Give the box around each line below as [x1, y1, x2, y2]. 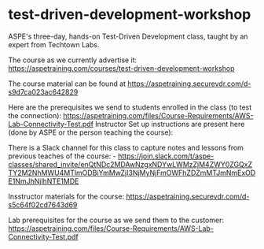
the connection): [8, 110, 61, 120]
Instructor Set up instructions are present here [95, 119, 245, 128]
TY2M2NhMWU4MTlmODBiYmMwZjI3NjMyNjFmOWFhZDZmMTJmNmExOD [8, 168, 256, 177]
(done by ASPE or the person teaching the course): [8, 128, 174, 137]
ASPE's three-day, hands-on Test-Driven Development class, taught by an [8, 32, 248, 41]
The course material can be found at [8, 79, 126, 88]
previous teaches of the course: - [8, 151, 116, 161]
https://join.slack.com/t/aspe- [117, 151, 214, 161]
